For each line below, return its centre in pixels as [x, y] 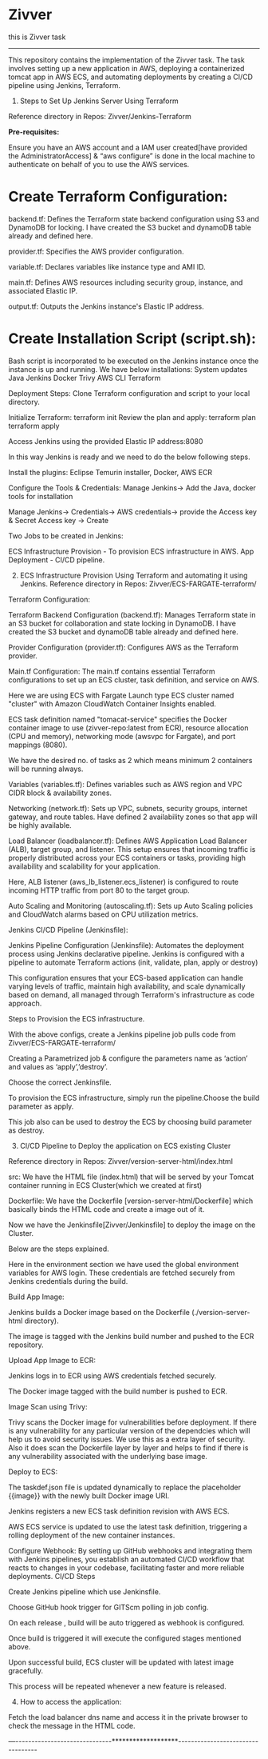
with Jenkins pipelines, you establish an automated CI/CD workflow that [126, 1559]
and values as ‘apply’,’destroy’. [58, 1066]
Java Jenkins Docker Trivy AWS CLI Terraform [85, 378]
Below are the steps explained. [59, 1249]
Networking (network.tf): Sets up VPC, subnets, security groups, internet [128, 808]
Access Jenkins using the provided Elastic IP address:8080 [106, 441]
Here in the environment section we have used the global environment [124, 1264]
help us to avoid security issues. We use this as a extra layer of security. [127, 1439]
